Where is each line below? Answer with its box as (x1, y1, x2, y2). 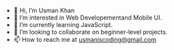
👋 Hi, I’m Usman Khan (13, 7, 75, 14)
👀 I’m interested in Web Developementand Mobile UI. (13, 14, 162, 22)
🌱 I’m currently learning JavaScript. (13, 21, 113, 28)
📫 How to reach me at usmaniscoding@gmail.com (13, 36, 157, 43)
